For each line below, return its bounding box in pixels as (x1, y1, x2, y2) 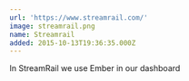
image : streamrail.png (9, 22, 95, 31)
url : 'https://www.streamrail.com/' (9, 13, 148, 22)
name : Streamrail (9, 30, 75, 39)
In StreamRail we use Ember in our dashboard (9, 63, 181, 74)
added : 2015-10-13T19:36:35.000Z (9, 38, 136, 48)
